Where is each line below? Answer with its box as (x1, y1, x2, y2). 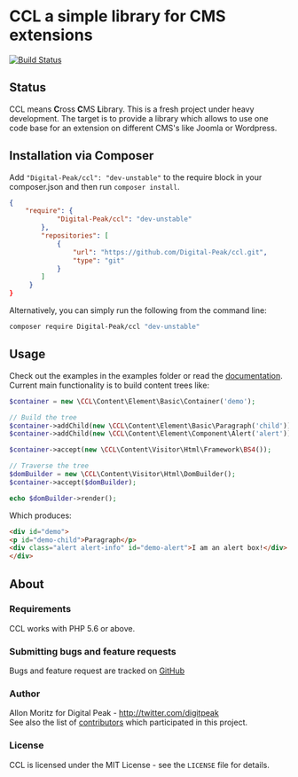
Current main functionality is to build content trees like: (9, 380, 210, 390)
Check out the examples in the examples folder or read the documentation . (9, 370, 284, 381)
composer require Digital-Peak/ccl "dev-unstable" (9, 322, 200, 332)
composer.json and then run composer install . (9, 181, 180, 192)
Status (9, 80, 47, 95)
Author (9, 687, 41, 700)
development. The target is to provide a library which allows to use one (9, 113, 269, 123)
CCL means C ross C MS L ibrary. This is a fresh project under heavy (9, 104, 255, 114)
